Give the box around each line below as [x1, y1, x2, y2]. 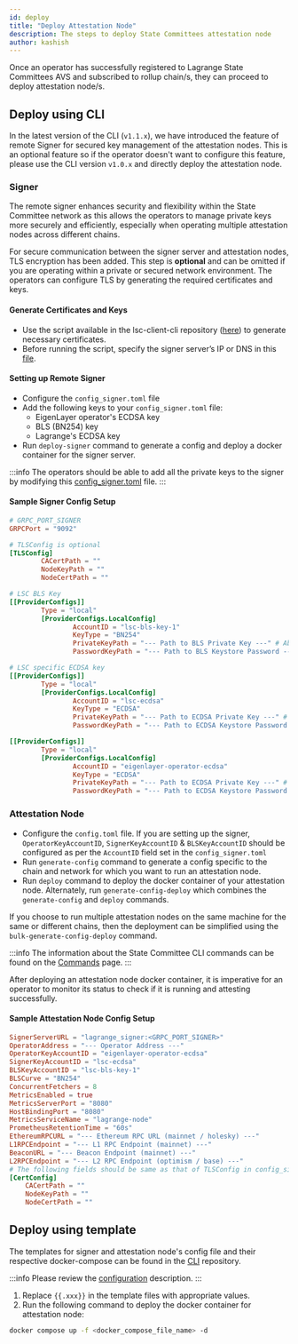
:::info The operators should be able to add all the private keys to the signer [9, 466, 284, 477]
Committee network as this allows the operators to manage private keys [9, 211, 272, 221]
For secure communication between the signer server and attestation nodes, [9, 246, 289, 258]
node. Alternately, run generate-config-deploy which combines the [21, 885, 267, 895]
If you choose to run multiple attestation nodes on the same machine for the [9, 911, 286, 922]
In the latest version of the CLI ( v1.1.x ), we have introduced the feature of [9, 131, 279, 141]
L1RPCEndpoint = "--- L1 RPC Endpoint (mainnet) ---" [9, 1141, 213, 1149]
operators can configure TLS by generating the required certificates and [9, 274, 273, 285]
